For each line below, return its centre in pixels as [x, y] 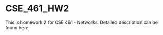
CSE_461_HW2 [37, 9]
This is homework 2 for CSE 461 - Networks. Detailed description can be [82, 22]
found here [17, 27]
